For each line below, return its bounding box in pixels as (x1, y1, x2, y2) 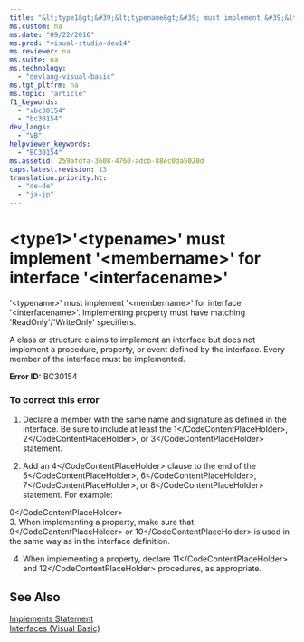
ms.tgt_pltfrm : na (9, 81, 79, 90)
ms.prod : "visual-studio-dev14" (9, 38, 131, 48)
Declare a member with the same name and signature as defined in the (22, 414, 287, 426)
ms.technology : (9, 64, 67, 73)
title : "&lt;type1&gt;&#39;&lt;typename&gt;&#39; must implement (9, 13, 261, 23)
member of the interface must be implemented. (9, 353, 185, 364)
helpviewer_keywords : (9, 139, 91, 149)
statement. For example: (22, 490, 113, 501)
